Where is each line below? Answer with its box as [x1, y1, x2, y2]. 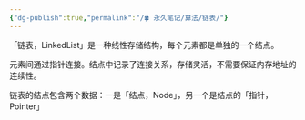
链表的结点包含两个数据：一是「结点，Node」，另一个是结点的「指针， [9, 89, 273, 100]
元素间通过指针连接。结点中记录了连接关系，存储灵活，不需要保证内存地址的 [9, 58, 297, 69]
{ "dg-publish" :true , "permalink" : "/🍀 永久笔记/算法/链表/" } [9, 13, 229, 23]
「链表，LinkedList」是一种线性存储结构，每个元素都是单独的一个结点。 [9, 39, 280, 50]
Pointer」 [9, 101, 45, 112]
